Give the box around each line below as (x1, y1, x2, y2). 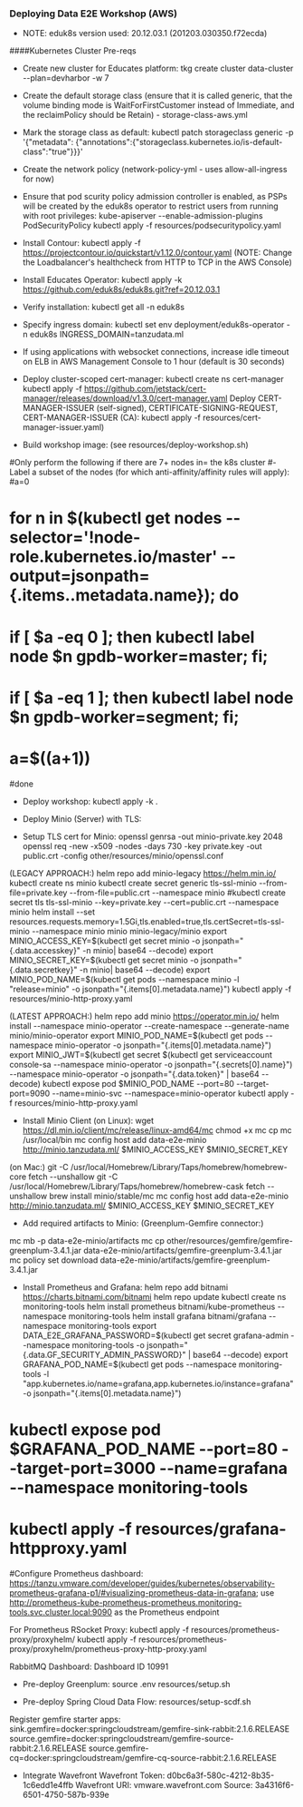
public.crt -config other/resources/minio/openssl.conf (22, 850, 224, 861)
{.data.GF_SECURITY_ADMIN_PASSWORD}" (22, 1349, 186, 1360)
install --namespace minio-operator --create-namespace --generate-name (9, 1020, 289, 1031)
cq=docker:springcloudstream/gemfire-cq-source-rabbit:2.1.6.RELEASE (9, 1752, 278, 1763)
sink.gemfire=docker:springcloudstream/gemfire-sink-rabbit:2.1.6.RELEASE (9, 1723, 290, 1734)
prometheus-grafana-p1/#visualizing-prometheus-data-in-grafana (9, 1587, 257, 1598)
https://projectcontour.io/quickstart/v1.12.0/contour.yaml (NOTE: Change (22, 248, 292, 259)
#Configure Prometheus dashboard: (9, 1568, 144, 1578)
